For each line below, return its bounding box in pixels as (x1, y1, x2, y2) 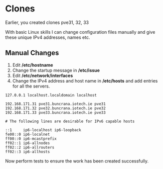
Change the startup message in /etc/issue (12, 67, 100, 73)
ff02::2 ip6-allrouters (5, 145, 55, 150)
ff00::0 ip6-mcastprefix (5, 136, 57, 141)
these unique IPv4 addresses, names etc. (5, 34, 90, 40)
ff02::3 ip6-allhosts (5, 149, 50, 154)
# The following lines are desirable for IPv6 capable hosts (5, 119, 135, 124)
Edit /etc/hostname (12, 62, 53, 68)
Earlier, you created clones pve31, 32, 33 (5, 19, 89, 25)
